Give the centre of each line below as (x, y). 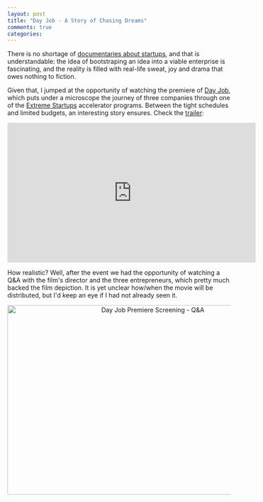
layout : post (27, 14)
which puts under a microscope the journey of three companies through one (119, 98)
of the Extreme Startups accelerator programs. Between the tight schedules (118, 105)
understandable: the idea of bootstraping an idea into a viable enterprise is (116, 62)
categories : (25, 34)
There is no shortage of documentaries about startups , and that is (103, 54)
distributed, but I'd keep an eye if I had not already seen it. (93, 295)
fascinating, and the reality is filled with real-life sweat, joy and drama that (115, 69)
